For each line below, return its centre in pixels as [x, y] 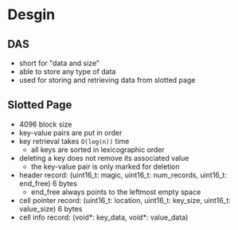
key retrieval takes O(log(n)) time [74, 141]
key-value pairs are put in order [70, 132]
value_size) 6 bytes [51, 209]
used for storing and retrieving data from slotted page [107, 80]
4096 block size [45, 124]
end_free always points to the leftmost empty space [116, 192]
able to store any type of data [67, 72]
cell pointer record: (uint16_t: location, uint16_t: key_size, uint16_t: [125, 200]
